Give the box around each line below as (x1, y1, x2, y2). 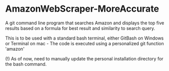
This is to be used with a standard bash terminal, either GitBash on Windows (5, 35, 164, 41)
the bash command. (5, 61, 47, 67)
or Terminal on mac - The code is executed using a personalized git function (5, 40, 164, 46)
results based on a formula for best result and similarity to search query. (5, 25, 155, 31)
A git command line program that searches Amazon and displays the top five (5, 20, 164, 26)
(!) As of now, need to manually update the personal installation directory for (5, 55, 164, 61)
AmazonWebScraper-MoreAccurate (5, 3, 159, 15)
